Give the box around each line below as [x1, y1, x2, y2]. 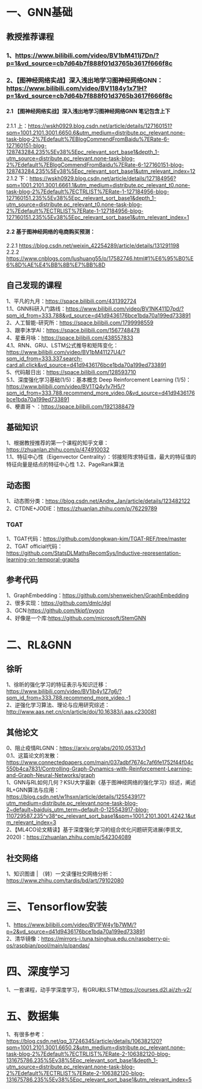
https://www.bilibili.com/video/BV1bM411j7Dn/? [14, 51, 159, 59]
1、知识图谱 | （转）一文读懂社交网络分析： [6, 870, 114, 877]
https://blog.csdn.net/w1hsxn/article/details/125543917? [6, 793, 146, 801]
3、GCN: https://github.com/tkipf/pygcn [6, 607, 104, 614]
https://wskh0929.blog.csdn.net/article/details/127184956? [29, 175, 177, 182]
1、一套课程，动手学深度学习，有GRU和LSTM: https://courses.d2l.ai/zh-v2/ [6, 986, 192, 993]
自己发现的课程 [6, 280, 62, 291]
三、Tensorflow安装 [6, 900, 107, 914]
